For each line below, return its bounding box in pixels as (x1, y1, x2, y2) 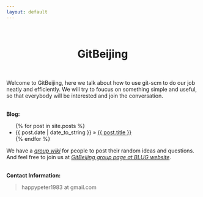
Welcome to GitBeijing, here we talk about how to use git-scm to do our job (6, 79, 196, 86)
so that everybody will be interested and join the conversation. (6, 92, 164, 99)
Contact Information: (6, 171, 61, 179)
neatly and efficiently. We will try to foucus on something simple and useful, (6, 85, 197, 93)
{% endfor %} (15, 135, 51, 142)
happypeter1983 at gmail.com (21, 184, 97, 191)
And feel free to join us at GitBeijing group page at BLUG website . (6, 153, 171, 160)
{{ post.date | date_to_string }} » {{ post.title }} (15, 129, 132, 136)
